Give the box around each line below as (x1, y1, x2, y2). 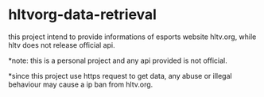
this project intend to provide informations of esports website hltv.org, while (8, 32, 257, 41)
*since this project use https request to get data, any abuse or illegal (8, 71, 232, 80)
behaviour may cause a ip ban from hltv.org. (8, 80, 153, 89)
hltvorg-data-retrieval (8, 6, 157, 24)
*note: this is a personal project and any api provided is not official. (8, 56, 228, 65)
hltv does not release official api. (8, 40, 115, 49)
